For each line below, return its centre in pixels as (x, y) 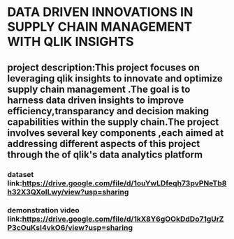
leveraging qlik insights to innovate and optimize (115, 78)
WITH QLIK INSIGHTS (71, 42)
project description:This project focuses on (104, 67)
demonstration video (44, 210)
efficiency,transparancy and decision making (108, 111)
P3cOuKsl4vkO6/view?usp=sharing (70, 228)
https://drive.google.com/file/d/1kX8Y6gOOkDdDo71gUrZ (123, 219)
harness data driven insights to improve (96, 100)
